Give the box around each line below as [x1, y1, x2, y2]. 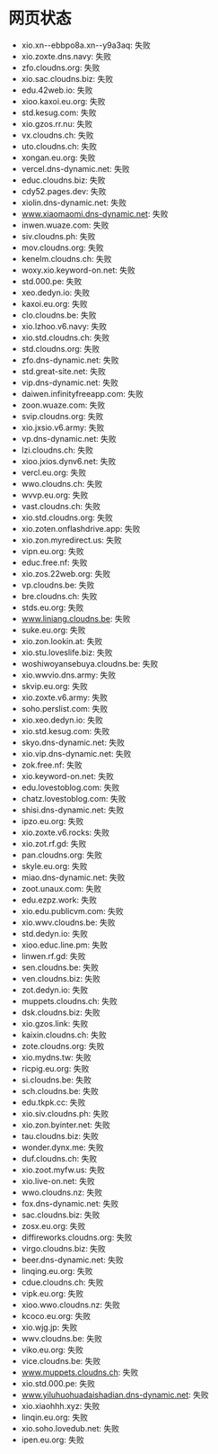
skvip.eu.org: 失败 [21, 680, 89, 691]
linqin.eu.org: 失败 [21, 1412, 89, 1423]
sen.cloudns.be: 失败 [21, 962, 100, 973]
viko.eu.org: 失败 [21, 1344, 84, 1355]
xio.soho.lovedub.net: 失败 [21, 1423, 120, 1433]
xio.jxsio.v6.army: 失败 [21, 422, 105, 433]
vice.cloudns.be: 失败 [21, 1355, 101, 1366]
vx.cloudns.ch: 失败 [21, 130, 94, 140]
